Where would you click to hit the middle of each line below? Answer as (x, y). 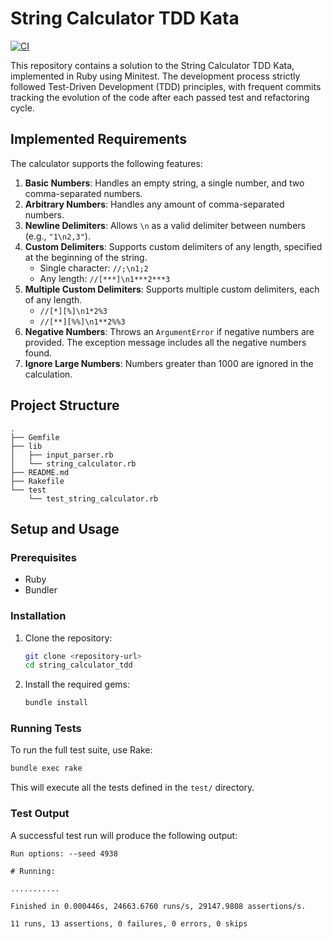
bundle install (56, 703)
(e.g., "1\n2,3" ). (57, 236)
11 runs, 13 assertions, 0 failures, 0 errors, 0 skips (129, 923)
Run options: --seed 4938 (64, 853)
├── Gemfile (35, 437)
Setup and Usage (65, 528)
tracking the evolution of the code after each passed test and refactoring (160, 97)
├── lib (26, 446)
